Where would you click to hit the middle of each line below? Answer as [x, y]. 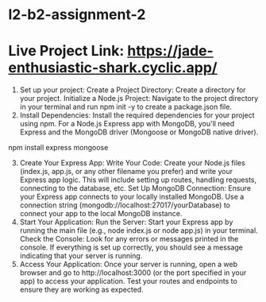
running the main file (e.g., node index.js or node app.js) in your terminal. [139, 230]
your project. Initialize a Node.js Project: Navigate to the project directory [139, 99]
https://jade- [170, 51]
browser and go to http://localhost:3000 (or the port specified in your [133, 273]
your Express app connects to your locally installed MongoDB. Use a [132, 197]
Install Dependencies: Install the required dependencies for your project [137, 115]
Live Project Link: [66, 51]
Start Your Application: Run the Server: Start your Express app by [126, 222]
